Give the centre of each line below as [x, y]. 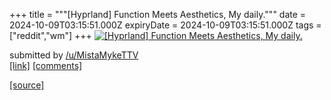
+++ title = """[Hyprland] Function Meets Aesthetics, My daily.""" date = [158, 14]
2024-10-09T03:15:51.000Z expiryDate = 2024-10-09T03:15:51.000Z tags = [165, 25]
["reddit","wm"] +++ [50, 35]
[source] [27, 85]
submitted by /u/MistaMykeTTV [74, 55]
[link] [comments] [46, 65]
